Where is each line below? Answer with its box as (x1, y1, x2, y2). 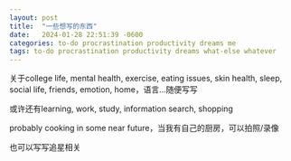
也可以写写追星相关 (9, 142, 81, 153)
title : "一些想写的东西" (9, 22, 98, 31)
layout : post (9, 13, 59, 23)
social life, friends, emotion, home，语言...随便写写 (9, 84, 199, 95)
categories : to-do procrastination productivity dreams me (9, 38, 237, 48)
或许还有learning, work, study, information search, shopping (9, 103, 233, 114)
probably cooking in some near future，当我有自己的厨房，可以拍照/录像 (9, 123, 280, 134)
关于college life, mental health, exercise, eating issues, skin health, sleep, (9, 73, 283, 84)
